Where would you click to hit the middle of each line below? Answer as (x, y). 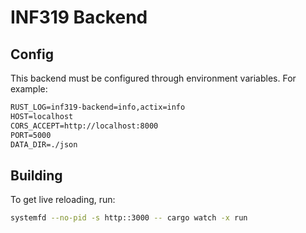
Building (36, 175)
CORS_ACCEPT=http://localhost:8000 (84, 126)
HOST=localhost (42, 116)
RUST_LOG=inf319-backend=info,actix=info (98, 107)
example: (29, 89)
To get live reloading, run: (63, 200)
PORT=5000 (31, 135)
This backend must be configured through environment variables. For (153, 78)
